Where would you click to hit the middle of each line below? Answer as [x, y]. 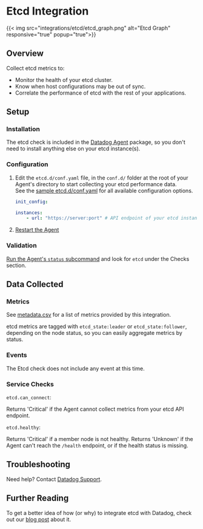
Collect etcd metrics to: [35, 68]
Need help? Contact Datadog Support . [54, 479]
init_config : [32, 201]
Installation [23, 129]
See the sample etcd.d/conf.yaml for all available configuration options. [104, 190]
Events [17, 355]
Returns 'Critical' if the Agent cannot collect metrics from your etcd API [95, 409]
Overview [25, 54]
